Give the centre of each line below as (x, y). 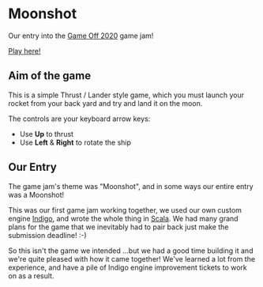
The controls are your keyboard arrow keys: (79, 119)
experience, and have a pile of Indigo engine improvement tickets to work (128, 267)
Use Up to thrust (46, 134)
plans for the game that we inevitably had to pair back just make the (118, 227)
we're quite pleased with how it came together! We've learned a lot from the (131, 259)
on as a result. (31, 276)
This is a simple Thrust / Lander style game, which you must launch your (126, 95)
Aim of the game (50, 76)
